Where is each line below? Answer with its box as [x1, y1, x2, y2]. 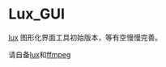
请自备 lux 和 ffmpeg [8, 49, 71, 59]
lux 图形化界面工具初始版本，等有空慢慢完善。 [8, 32, 163, 42]
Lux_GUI [8, 5, 66, 23]
